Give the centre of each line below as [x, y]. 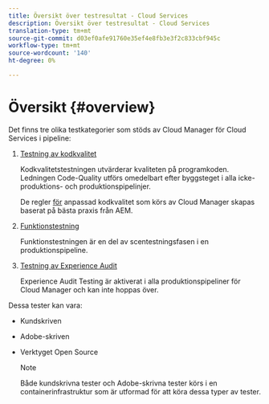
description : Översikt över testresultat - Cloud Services [109, 23]
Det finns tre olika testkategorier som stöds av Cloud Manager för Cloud [127, 129]
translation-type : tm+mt [50, 31]
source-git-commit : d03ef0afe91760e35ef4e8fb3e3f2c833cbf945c [114, 38]
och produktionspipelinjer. [108, 186]
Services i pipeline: [40, 138]
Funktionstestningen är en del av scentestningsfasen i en [114, 241]
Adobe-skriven [45, 336]
